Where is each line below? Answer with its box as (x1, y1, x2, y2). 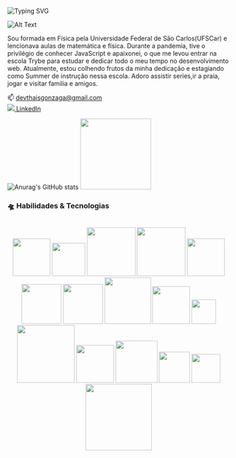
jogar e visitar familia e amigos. (7, 79, 98, 88)
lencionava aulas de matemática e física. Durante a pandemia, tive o (7, 42, 206, 50)
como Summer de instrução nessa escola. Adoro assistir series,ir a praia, (7, 71, 220, 80)
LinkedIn (16, 105, 41, 113)
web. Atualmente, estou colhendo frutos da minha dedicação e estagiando (7, 64, 225, 72)
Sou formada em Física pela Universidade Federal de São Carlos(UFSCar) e (7, 34, 228, 42)
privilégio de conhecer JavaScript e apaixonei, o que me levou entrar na (7, 50, 217, 57)
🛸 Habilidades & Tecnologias (7, 200, 110, 210)
